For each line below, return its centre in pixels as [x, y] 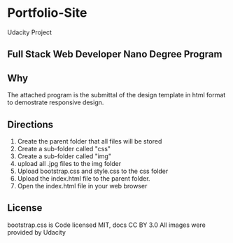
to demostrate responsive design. [56, 102]
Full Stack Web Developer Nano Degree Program [115, 54]
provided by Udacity [37, 232]
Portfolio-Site [47, 13]
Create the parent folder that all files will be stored [90, 141]
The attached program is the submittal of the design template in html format [116, 95]
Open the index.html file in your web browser [82, 186]
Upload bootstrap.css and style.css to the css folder [93, 171]
